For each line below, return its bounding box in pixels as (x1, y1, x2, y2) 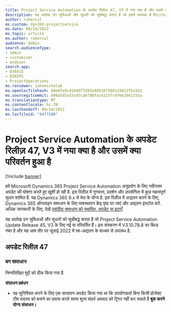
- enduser (5, 60, 26, 65)
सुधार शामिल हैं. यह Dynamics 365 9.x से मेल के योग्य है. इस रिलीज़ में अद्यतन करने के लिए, (5, 194, 160, 200)
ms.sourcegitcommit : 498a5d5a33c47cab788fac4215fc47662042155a (5, 93, 142, 98)
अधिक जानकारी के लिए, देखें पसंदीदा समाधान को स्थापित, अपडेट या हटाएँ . (5, 206, 124, 212)
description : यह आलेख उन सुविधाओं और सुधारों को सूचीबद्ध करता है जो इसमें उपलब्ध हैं (5, 12, 151, 17)
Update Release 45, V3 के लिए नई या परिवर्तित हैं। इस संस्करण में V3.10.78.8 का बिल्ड (5, 222, 159, 228)
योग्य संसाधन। (12, 301, 37, 307)
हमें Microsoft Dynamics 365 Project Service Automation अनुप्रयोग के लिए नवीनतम (5, 183, 162, 189)
